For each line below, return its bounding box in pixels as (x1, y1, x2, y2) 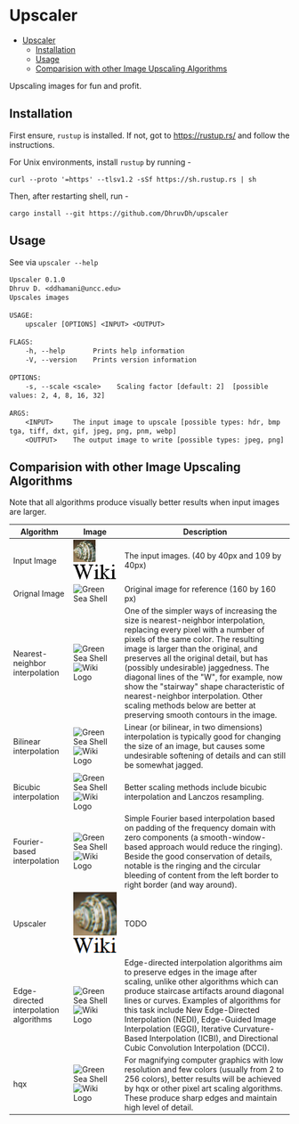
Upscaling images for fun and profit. (9, 80, 142, 91)
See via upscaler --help (9, 257, 99, 267)
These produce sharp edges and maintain (124, 1093, 278, 1104)
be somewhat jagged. (124, 760, 204, 770)
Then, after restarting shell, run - (9, 191, 129, 201)
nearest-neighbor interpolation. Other (124, 691, 263, 702)
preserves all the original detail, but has (124, 653, 269, 664)
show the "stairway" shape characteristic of (124, 681, 285, 692)
